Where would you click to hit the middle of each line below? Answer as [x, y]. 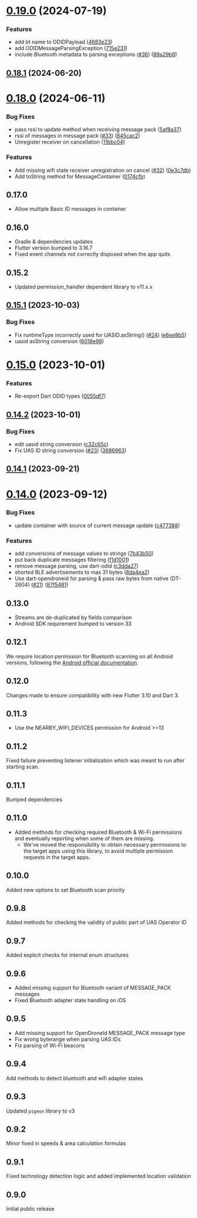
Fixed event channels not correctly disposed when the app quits [92, 254]
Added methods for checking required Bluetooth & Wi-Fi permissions [98, 832]
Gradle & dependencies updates [54, 242]
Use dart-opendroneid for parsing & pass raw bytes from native [91, 578]
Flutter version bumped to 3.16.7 [54, 248]
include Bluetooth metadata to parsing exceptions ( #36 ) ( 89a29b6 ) [96, 55]
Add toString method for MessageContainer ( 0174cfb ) [80, 176]
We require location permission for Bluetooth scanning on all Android [90, 656]
